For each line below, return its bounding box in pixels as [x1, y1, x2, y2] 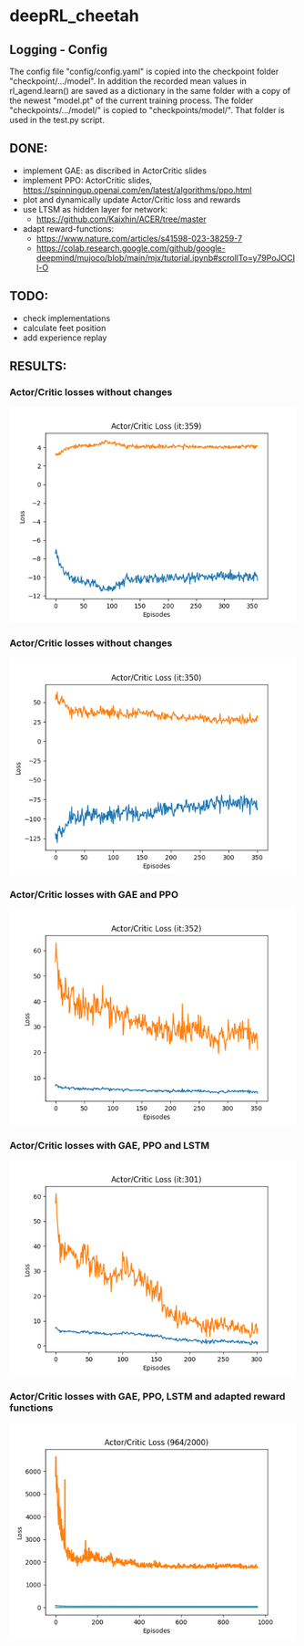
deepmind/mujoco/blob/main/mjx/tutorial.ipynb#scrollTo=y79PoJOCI [35, 252, 296, 263]
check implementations [22, 312, 111, 324]
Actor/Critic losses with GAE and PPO [9, 888, 179, 901]
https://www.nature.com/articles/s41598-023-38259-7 [35, 233, 243, 244]
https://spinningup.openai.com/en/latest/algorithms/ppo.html [22, 184, 252, 195]
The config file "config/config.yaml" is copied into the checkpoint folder [9, 66, 279, 77]
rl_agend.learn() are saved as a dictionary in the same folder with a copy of [9, 86, 291, 96]
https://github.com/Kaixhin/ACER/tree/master [35, 214, 207, 224]
